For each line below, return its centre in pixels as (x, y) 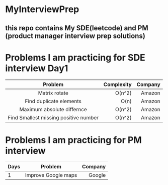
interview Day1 (37, 68)
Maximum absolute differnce (53, 109)
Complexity (117, 84)
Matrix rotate (53, 93)
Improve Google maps (51, 175)
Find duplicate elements (53, 101)
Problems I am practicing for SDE (75, 57)
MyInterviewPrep (42, 9)
